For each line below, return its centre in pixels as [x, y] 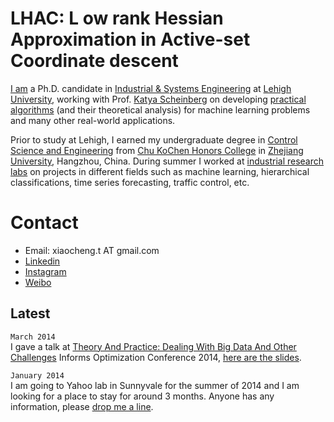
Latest [30, 313]
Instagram [45, 271]
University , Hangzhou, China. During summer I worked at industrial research [167, 161]
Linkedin [42, 261]
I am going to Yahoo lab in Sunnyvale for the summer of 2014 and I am [155, 385]
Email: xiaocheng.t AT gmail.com [92, 250]
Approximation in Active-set [130, 39]
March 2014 [33, 337]
